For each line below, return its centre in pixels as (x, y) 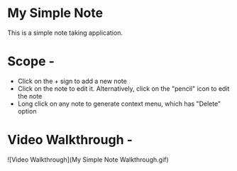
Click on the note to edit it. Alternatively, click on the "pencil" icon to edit (123, 88)
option (27, 111)
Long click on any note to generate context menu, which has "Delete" (119, 104)
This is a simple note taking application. (65, 33)
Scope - (31, 61)
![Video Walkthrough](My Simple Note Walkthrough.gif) (88, 159)
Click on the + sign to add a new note (72, 81)
